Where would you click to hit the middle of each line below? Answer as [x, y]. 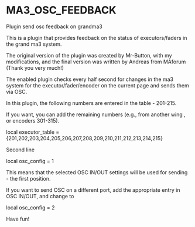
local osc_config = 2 [30, 207]
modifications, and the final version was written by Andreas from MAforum [96, 62]
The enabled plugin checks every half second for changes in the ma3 [90, 79]
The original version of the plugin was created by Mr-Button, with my [89, 55]
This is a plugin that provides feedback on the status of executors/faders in [97, 38]
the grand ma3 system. [34, 44]
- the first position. [28, 178]
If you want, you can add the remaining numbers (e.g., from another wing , [96, 114]
